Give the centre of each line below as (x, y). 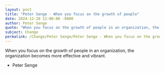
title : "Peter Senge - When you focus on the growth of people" (72, 14)
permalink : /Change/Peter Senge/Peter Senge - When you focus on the (78, 37)
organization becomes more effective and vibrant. (56, 55)
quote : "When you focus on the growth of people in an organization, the (82, 28)
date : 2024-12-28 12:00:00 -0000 (39, 18)
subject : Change (22, 32)
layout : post (18, 9)
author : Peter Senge (26, 23)
